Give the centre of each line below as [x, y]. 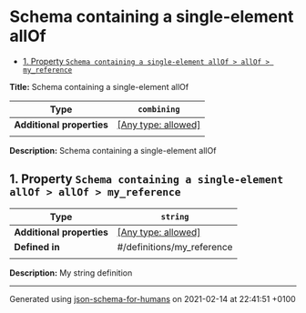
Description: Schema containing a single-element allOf [113, 150]
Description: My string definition [71, 273]
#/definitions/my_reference [175, 247]
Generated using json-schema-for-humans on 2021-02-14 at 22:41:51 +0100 [153, 298]
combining [159, 109]
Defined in [37, 247]
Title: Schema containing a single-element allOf [99, 86]
